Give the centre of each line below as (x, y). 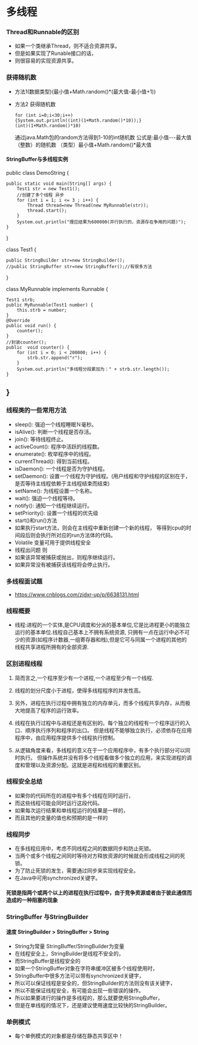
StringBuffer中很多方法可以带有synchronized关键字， (79, 975)
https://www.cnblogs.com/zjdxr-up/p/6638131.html (77, 595)
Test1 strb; (21, 300)
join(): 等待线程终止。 (40, 439)
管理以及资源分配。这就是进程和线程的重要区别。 (85, 765)
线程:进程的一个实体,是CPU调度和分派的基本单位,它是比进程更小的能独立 (102, 625)
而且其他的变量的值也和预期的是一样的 (61, 818)
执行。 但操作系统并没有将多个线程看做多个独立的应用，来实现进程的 (103, 757)
